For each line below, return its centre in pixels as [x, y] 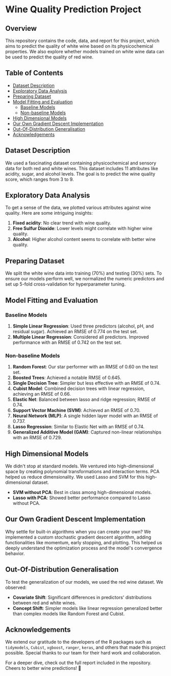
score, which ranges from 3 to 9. [40, 179]
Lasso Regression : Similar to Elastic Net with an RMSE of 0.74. [78, 427]
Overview [21, 28]
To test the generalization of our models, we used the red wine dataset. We [84, 582]
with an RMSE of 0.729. [37, 438]
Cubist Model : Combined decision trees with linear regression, [79, 388]
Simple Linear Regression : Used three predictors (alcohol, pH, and [83, 326]
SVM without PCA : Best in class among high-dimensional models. [82, 493]
